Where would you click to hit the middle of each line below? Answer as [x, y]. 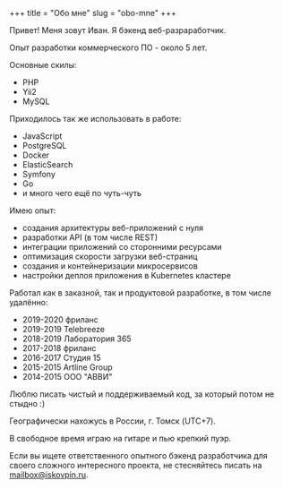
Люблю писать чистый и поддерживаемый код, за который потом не [142, 394]
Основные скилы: [43, 65]
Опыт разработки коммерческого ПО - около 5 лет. [108, 47]
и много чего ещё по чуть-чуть [81, 193]
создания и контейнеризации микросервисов [110, 266]
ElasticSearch [47, 164]
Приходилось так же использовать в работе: [95, 119]
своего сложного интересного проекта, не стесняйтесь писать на [136, 465]
